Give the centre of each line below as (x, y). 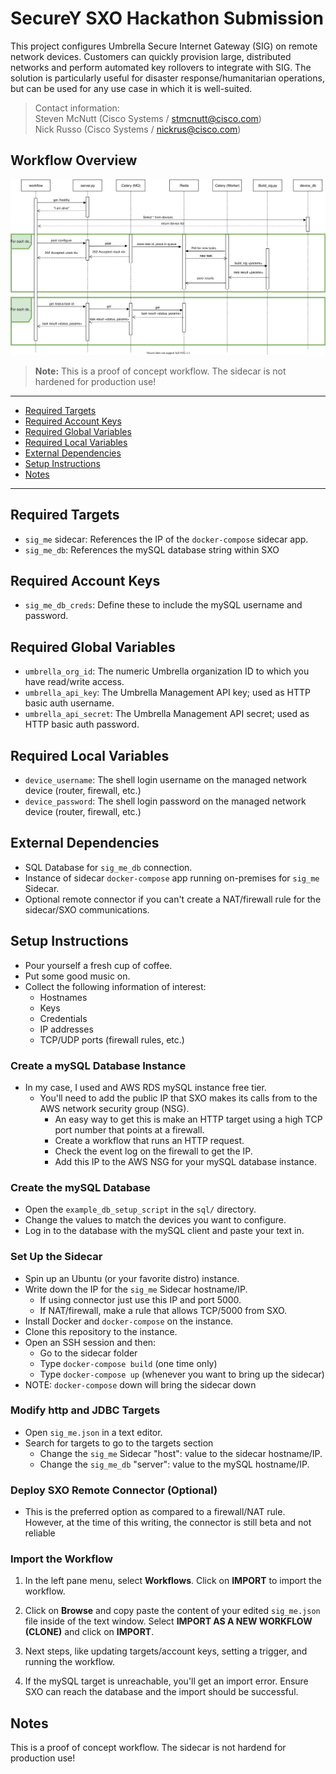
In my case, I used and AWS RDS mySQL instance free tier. (145, 1087)
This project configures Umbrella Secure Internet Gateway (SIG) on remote (164, 46)
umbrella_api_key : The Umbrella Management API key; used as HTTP (167, 693)
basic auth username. (69, 703)
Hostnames (63, 997)
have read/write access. (74, 682)
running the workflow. (69, 1662)
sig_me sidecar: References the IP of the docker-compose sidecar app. (166, 539)
